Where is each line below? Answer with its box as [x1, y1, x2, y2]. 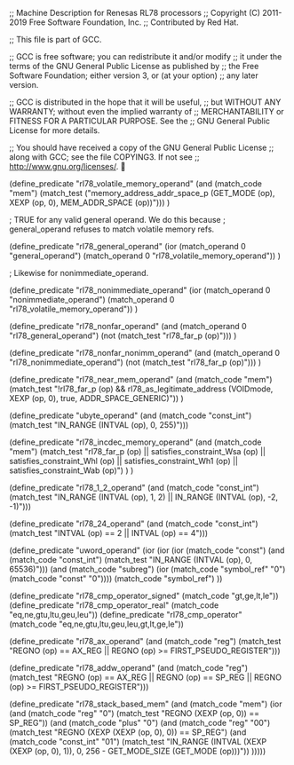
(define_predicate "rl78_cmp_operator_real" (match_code [9, 600, 219, 611]
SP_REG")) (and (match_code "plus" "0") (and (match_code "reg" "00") [9, 718, 271, 728]
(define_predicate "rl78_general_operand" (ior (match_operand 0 [9, 241, 246, 251]
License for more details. [9, 125, 100, 136]
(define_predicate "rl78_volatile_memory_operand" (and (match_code [9, 178, 262, 189]
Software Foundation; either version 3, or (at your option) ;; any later [9, 70, 259, 81]
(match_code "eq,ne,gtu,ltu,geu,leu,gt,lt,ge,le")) [9, 619, 185, 629]
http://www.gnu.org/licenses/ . [9, 162, 119, 171]
